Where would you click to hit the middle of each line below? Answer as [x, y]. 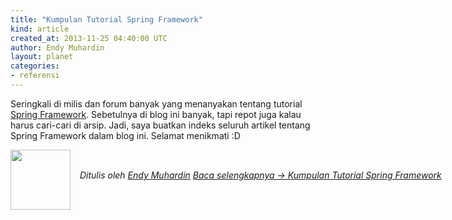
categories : [35, 66]
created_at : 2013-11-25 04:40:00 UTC [89, 38]
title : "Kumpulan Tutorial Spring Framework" [106, 19]
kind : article [40, 29]
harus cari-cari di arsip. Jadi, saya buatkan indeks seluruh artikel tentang [160, 125]
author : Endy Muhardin [57, 47]
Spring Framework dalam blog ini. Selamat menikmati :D [125, 135]
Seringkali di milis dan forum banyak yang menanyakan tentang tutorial [156, 103]
